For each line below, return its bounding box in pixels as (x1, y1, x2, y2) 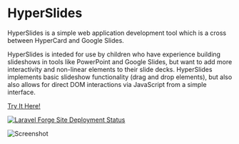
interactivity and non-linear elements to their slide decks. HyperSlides (7, 65, 213, 73)
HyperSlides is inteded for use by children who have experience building (7, 50, 221, 58)
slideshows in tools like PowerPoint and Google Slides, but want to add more (7, 57, 233, 66)
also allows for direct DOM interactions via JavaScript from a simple (7, 80, 207, 88)
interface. (7, 88, 36, 96)
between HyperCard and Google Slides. (7, 36, 125, 44)
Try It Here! (7, 101, 41, 110)
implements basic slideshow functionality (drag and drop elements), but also (7, 73, 233, 81)
